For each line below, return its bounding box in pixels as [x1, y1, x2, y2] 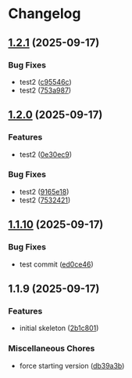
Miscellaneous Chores [8, 343, 95, 354]
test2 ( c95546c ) [19, 77, 72, 86]
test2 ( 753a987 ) [19, 85, 72, 95]
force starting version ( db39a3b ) [19, 361, 125, 370]
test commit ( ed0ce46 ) [19, 260, 94, 269]
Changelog [8, 5, 81, 23]
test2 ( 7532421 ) [19, 195, 71, 205]
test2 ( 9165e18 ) [19, 187, 70, 196]
